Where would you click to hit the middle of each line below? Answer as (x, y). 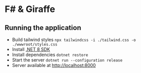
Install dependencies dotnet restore (50, 54)
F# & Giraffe (30, 9)
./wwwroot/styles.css (34, 44)
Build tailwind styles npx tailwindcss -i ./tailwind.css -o (74, 39)
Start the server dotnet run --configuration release (67, 60)
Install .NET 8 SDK (31, 49)
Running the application (43, 28)
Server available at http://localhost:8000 (54, 65)
